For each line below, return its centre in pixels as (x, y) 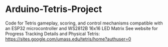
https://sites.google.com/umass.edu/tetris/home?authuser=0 (68, 39)
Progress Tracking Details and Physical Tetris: (53, 33)
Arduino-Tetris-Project (54, 9)
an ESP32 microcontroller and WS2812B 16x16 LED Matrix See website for (81, 28)
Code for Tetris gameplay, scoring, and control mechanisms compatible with (84, 23)
